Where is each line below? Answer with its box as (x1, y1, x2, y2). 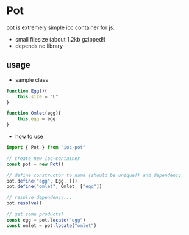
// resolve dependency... (6, 195, 72, 201)
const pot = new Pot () (6, 161, 64, 167)
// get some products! (6, 211, 64, 217)
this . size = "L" (17, 93, 59, 99)
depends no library (15, 42, 63, 49)
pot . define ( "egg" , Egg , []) (6, 178, 78, 184)
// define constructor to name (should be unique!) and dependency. (6, 172, 184, 178)
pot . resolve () (6, 200, 43, 206)
